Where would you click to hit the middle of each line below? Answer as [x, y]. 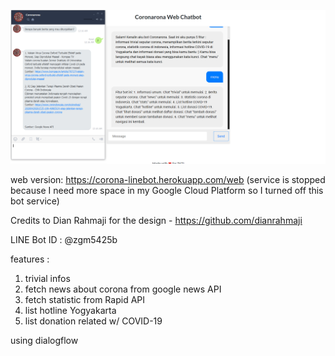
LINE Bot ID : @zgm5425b [64, 239]
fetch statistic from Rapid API [85, 299]
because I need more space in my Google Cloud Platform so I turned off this [167, 190]
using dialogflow [44, 340]
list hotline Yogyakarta [70, 310]
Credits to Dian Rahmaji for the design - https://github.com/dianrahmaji [156, 220]
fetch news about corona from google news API [123, 289]
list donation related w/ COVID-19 [93, 321]
